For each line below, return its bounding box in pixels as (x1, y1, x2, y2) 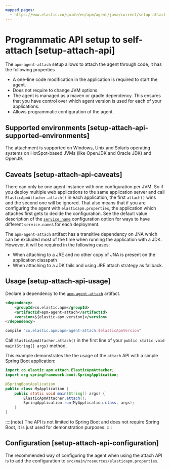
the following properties (5, 67, 55, 73)
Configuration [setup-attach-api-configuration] (5, 439, 159, 448)
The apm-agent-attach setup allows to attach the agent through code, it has (5, 61, 162, 67)
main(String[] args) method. (5, 343, 67, 349)
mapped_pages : (5, 7, 35, 13)
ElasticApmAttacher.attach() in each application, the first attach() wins (5, 194, 156, 200)
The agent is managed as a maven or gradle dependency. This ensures (12, 93, 161, 99)
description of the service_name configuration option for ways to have (5, 216, 150, 222)
